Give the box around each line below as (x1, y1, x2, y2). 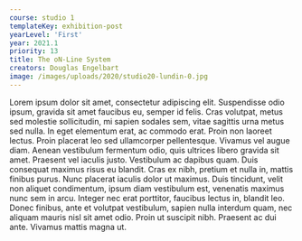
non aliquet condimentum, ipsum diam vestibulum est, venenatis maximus (9, 182, 285, 194)
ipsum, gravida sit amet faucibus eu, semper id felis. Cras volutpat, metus (9, 106, 283, 117)
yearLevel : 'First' (9, 30, 83, 39)
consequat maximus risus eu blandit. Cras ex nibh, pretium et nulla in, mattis (9, 163, 294, 174)
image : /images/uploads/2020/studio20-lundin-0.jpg (9, 72, 208, 81)
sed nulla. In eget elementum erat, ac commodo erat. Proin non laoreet (9, 125, 273, 136)
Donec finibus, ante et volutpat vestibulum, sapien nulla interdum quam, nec (9, 202, 293, 213)
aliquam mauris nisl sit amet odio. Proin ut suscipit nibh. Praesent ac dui (9, 211, 278, 222)
